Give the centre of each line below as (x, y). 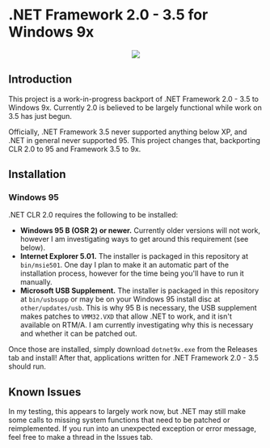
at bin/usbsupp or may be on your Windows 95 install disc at (120, 299)
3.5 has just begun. (40, 116)
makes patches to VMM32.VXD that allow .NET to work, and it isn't (126, 316)
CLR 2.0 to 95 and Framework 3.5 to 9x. (75, 149)
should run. (27, 366)
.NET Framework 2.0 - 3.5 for (108, 15)
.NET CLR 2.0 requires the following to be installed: (93, 215)
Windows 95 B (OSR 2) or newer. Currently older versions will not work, (140, 230)
